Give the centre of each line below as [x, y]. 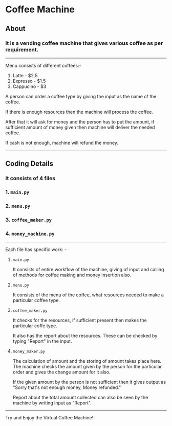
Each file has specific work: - [36, 250]
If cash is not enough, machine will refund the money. [62, 143]
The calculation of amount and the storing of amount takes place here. [87, 361]
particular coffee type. [36, 300]
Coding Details [29, 164]
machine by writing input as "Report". [52, 403]
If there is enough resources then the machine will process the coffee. [79, 112]
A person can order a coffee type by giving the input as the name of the [81, 96]
